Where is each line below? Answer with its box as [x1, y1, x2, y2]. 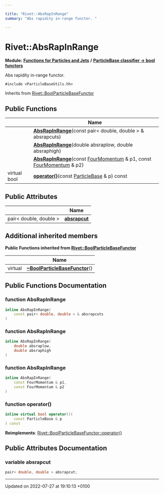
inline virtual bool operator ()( [5, 412, 73, 417]
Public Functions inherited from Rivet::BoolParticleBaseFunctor [5, 245, 137, 250]
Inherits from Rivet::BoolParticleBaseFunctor [5, 90, 94, 96]
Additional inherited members [5, 232, 98, 240]
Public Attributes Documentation [5, 444, 107, 452]
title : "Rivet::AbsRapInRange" [5, 11, 69, 16]
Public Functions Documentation [5, 281, 107, 290]
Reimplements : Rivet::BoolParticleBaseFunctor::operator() [5, 430, 123, 436]
